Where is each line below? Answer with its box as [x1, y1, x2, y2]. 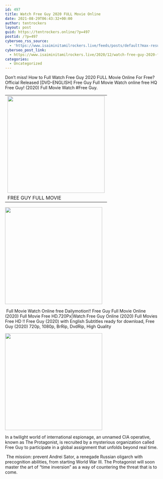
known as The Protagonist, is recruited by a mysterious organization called [5, 439, 154, 445]
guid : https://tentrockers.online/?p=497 [5, 30, 90, 34]
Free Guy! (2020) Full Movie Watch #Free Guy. [5, 85, 98, 91]
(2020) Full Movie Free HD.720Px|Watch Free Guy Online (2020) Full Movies [5, 313, 158, 319]
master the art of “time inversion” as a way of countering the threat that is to [5, 464, 157, 470]
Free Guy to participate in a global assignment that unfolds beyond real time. [5, 445, 158, 450]
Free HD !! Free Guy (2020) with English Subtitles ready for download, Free [5, 319, 155, 324]
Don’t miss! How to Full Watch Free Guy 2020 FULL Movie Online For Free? [5, 75, 155, 80]
